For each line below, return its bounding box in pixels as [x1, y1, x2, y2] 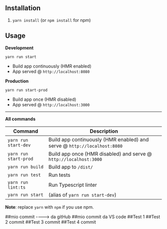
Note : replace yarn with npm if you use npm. [5, 204, 94, 210]
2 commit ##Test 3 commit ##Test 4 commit [5, 219, 96, 225]
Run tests [48, 171, 71, 178]
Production [5, 78, 29, 84]
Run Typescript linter [48, 181, 97, 188]
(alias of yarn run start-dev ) [48, 191, 117, 198]
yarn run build [7, 164, 44, 169]
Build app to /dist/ [48, 163, 93, 170]
